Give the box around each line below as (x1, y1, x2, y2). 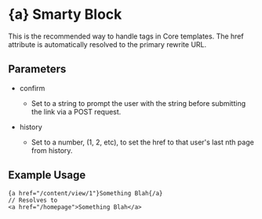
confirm (19, 83, 45, 93)
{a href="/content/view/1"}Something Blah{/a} (8, 189, 163, 197)
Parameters (8, 63, 67, 76)
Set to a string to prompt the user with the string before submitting (31, 98, 246, 108)
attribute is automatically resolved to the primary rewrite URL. (8, 39, 207, 49)
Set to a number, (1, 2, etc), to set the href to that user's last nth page (31, 137, 255, 147)
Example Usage (8, 169, 86, 182)
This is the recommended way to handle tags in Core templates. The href (8, 31, 245, 41)
